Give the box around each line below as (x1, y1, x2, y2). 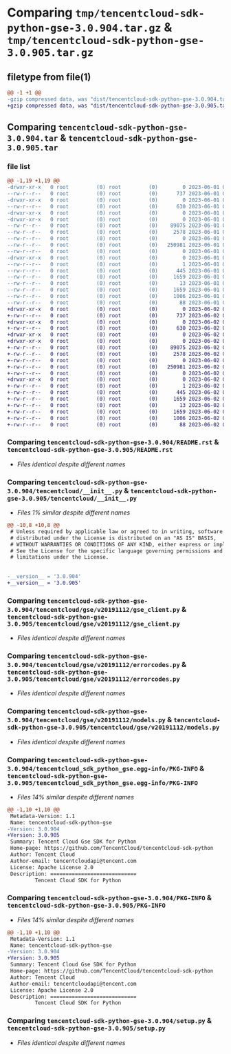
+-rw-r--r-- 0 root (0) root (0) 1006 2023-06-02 (7, 415, 220, 421)
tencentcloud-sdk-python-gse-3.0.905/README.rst (7, 446, 173, 454)
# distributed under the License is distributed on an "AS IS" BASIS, (10, 535, 217, 541)
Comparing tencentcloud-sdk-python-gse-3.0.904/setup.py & (7, 1016, 212, 1026)
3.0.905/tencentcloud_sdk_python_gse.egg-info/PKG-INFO (7, 779, 198, 787)
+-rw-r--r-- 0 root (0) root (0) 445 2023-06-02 (7, 389, 220, 396)
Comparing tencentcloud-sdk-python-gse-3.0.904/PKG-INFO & (7, 893, 212, 903)
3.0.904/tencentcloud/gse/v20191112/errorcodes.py (7, 661, 180, 668)
